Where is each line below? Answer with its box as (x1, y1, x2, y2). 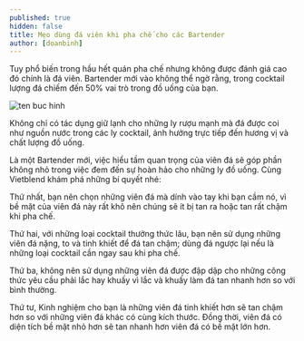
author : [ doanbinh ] (9, 38, 83, 48)
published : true (9, 13, 71, 23)
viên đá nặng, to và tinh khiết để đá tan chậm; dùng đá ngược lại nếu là (9, 238, 274, 249)
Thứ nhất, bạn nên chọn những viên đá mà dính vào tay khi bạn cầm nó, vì (9, 191, 287, 202)
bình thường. (9, 285, 57, 296)
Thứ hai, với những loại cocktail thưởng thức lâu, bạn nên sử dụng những (9, 229, 281, 239)
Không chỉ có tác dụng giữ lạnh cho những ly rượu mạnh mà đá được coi (9, 118, 279, 129)
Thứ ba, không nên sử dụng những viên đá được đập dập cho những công (9, 265, 286, 277)
